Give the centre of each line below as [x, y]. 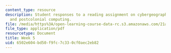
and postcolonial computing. [41, 19]
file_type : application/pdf [35, 29]
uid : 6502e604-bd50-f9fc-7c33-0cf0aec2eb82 [52, 43]
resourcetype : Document [31, 33]
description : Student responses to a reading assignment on [70, 15]
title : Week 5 [20, 38]
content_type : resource [31, 10]
